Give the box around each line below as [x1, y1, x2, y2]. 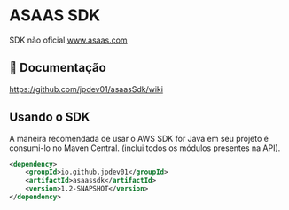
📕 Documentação [9, 60, 106, 75]
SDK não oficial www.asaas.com [9, 35, 128, 45]
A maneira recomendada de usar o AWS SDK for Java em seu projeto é [9, 133, 269, 144]
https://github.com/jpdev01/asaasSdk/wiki [9, 83, 164, 94]
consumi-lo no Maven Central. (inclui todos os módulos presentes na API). [9, 143, 281, 153]
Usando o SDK [9, 110, 90, 125]
